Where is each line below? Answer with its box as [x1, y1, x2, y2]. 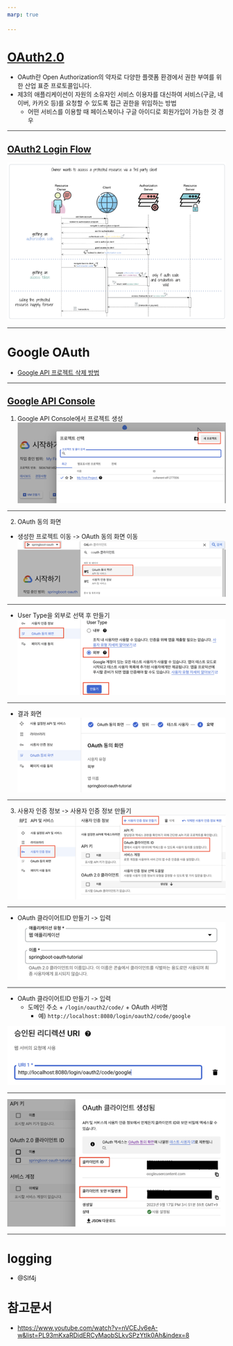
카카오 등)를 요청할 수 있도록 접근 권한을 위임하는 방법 [32, 99, 177, 107]
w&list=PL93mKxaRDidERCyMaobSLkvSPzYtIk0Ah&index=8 [17, 1331, 189, 1339]
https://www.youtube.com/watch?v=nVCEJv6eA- [17, 1323, 158, 1331]
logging [7, 1251, 52, 1267]
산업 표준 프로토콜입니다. [24, 82, 92, 90]
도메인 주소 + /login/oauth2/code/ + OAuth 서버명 [27, 1003, 168, 1011]
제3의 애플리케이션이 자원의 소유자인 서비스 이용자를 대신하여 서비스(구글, [17, 90, 216, 98]
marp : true [7, 11, 39, 18]
